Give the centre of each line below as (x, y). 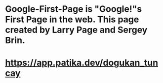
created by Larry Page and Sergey (76, 30)
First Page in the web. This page (72, 19)
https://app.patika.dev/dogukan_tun (82, 63)
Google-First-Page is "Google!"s (74, 9)
